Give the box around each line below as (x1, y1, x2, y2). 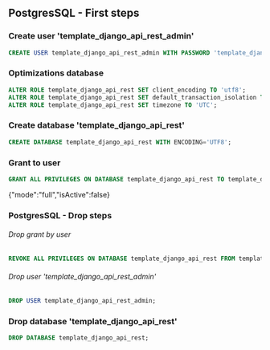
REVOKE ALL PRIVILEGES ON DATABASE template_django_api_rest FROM (8, 254, 235, 262)
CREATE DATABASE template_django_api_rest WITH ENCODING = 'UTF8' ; (8, 138, 231, 146)
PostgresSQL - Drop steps (8, 210, 112, 221)
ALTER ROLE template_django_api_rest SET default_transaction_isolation (8, 93, 257, 101)
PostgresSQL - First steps (8, 6, 140, 20)
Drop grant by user (8, 230, 72, 239)
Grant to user (8, 157, 61, 168)
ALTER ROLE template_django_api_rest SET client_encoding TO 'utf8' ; (8, 86, 247, 94)
